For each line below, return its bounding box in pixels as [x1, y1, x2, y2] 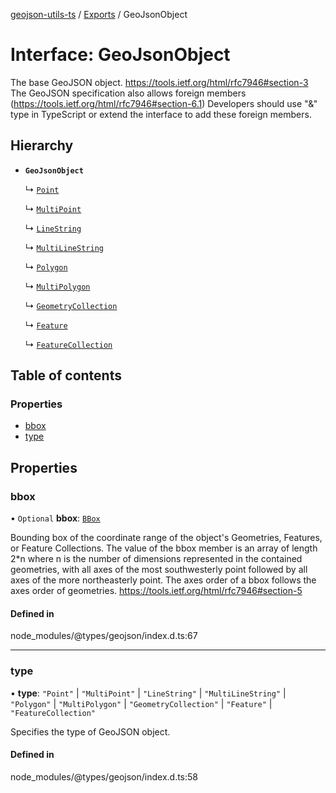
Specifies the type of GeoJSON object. [10, 725, 171, 738]
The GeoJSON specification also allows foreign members [10, 87, 247, 99]
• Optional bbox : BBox [10, 512, 101, 524]
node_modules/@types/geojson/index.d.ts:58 [10, 770, 198, 783]
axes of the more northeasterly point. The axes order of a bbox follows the [10, 574, 317, 586]
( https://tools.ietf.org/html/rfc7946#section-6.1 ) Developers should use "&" [10, 97, 318, 109]
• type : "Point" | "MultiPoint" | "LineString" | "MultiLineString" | [10, 687, 287, 699]
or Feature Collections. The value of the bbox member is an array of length [10, 542, 318, 554]
